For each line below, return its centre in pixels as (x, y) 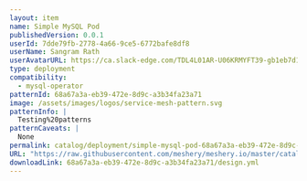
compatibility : (38, 78)
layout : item (34, 18)
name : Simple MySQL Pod (55, 27)
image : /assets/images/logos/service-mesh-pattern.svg (116, 103)
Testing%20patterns (55, 120)
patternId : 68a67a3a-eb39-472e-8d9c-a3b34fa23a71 (106, 94)
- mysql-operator (51, 86)
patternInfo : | (38, 112)
